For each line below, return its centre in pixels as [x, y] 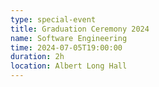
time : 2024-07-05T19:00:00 [66, 47]
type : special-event [53, 19]
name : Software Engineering [69, 38]
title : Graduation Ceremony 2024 [80, 29]
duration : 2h [37, 57]
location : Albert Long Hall [69, 66]
